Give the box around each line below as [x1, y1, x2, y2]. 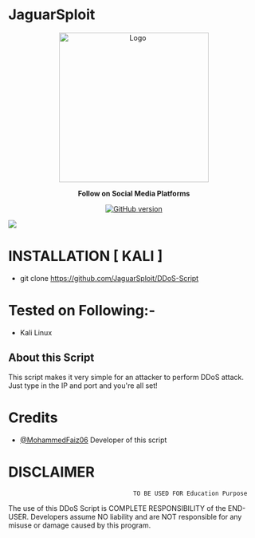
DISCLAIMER [8, 463, 96, 481]
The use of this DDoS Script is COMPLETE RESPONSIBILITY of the [8, 503, 226, 512]
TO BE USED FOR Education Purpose [132, 489, 248, 497]
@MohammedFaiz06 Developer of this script [19, 435, 167, 445]
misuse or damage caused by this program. [8, 520, 151, 530]
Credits [8, 409, 58, 426]
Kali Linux [19, 327, 53, 337]
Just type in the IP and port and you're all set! [8, 381, 158, 390]
